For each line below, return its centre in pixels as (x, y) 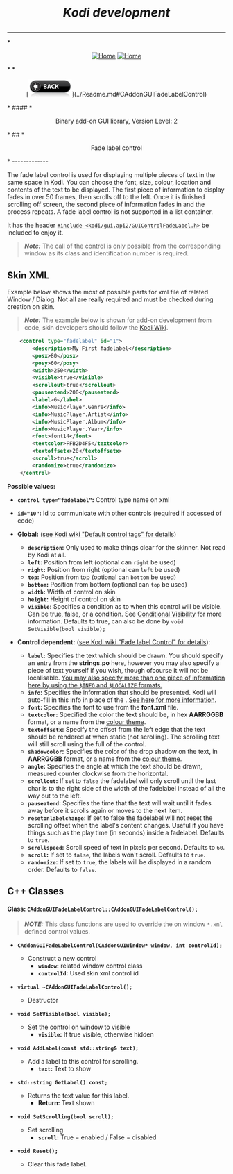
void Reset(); (37, 1151)
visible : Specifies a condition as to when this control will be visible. (124, 606)
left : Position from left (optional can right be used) (102, 562)
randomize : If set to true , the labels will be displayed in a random (119, 862)
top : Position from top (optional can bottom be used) (102, 577)
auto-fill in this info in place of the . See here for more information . (122, 700)
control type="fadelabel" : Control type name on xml (93, 500)
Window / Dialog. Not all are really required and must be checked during (110, 299)
